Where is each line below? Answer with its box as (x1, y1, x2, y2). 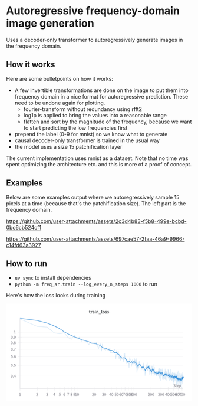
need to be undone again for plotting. (14, 99, 105, 106)
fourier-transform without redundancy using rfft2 (23, 105, 143, 113)
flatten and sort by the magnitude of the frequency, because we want (23, 118, 192, 125)
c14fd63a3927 (6, 241, 41, 248)
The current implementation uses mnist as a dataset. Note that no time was (6, 155, 189, 162)
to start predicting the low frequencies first (23, 124, 128, 131)
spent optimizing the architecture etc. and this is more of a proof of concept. (6, 161, 192, 168)
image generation (6, 17, 94, 30)
